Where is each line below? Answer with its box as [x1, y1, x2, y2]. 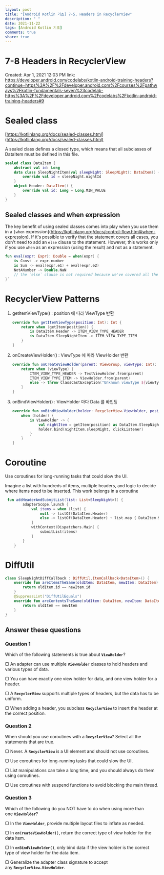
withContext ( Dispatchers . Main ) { [31, 525, 99, 530]
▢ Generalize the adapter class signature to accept [5, 859, 108, 865]
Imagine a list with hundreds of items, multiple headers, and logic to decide [5, 482, 156, 488]
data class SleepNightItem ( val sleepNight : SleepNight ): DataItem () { [14, 170, 161, 175]
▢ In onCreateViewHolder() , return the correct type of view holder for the [5, 829, 152, 836]
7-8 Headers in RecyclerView [5, 56, 126, 67]
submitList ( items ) [40, 529, 78, 534]
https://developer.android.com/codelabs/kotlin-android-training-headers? [5, 77, 154, 83]
